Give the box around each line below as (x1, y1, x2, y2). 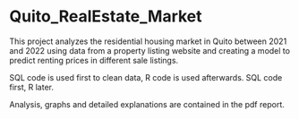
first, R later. (9, 81, 55, 92)
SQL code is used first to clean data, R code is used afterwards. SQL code (9, 72, 283, 82)
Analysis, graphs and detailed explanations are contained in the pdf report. (9, 98, 285, 109)
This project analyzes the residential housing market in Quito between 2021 (9, 36, 287, 47)
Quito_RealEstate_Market (9, 6, 203, 27)
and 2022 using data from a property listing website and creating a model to (9, 45, 291, 55)
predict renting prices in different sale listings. (9, 55, 179, 65)
